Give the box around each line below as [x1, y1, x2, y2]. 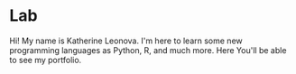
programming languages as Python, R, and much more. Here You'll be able [9, 44, 287, 55]
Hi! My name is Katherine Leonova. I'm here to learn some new [9, 35, 243, 46]
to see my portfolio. [9, 54, 82, 65]
